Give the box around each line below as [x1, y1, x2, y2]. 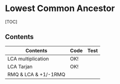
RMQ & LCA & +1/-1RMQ [7, 71, 66, 78]
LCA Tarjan [7, 63, 33, 70]
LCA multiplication [7, 55, 49, 62]
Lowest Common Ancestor [5, 3, 115, 14]
